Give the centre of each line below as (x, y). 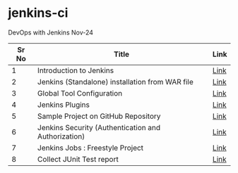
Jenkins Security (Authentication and (99, 127)
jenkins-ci (38, 13)
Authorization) (61, 136)
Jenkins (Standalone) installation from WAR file (115, 82)
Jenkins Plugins (64, 105)
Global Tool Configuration (80, 93)
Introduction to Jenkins (76, 70)
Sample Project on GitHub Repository (99, 116)
